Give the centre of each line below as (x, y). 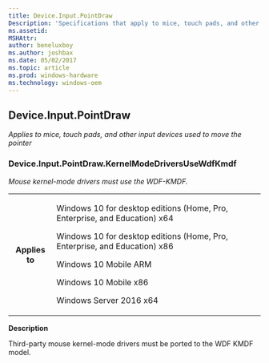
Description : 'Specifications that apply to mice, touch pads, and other (134, 23)
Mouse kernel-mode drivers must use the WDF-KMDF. (98, 181)
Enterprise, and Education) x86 (114, 246)
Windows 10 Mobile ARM (104, 264)
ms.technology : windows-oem (55, 83)
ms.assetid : (28, 30)
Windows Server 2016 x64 (107, 300)
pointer (20, 143)
